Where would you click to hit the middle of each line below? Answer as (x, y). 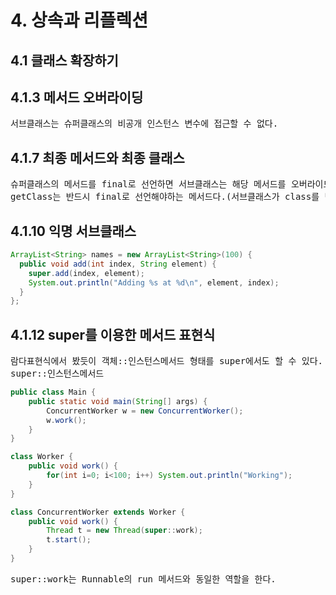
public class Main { (53, 392)
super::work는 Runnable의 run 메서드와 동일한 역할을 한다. (143, 579)
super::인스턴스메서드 (57, 374)
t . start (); (69, 540)
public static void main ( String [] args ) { (118, 401)
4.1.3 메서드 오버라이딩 (77, 97)
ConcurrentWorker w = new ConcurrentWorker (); (145, 411)
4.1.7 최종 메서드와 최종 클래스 (97, 157)
